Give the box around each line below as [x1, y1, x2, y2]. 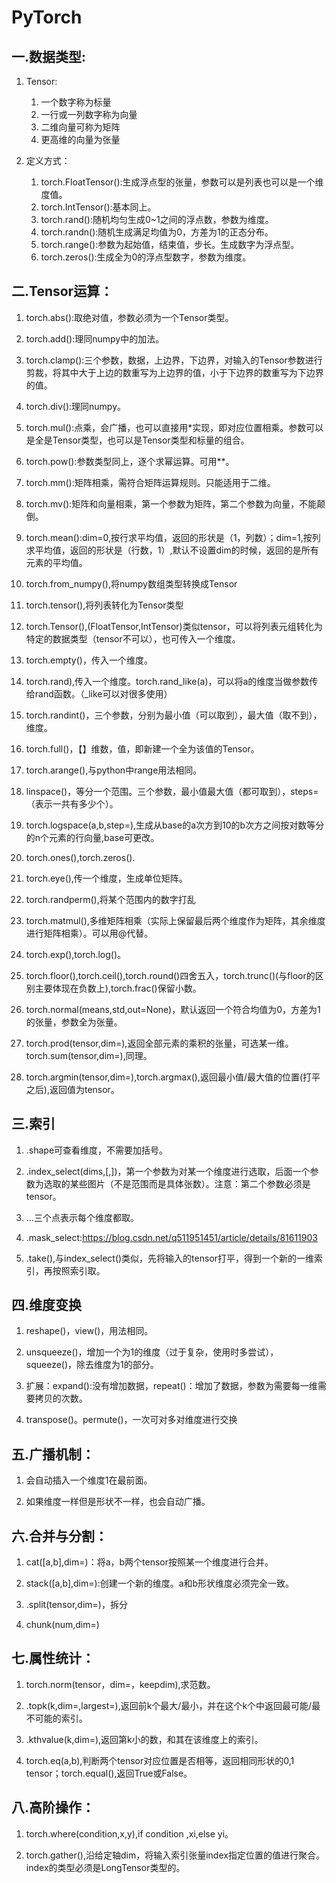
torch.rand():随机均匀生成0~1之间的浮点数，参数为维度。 [40, 214, 274, 225]
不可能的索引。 [25, 1712, 88, 1724]
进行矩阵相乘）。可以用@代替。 [25, 927, 154, 939]
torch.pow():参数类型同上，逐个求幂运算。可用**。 [25, 455, 235, 467]
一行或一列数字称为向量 [40, 109, 138, 120]
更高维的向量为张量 [40, 134, 121, 145]
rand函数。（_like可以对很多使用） [34, 687, 173, 700]
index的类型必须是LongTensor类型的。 [25, 1861, 186, 1873]
